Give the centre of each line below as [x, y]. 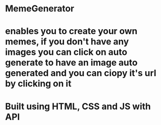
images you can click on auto [66, 52]
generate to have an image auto [71, 63]
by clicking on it [38, 84]
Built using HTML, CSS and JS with [78, 106]
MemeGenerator [40, 9]
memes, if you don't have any [67, 42]
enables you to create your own [71, 31]
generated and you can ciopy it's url [81, 73]
